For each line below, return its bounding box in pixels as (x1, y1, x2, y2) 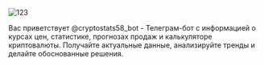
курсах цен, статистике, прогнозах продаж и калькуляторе (8, 32, 212, 41)
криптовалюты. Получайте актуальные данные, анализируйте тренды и (8, 40, 255, 50)
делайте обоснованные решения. (8, 49, 124, 58)
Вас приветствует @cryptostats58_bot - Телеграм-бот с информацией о (8, 23, 256, 32)
